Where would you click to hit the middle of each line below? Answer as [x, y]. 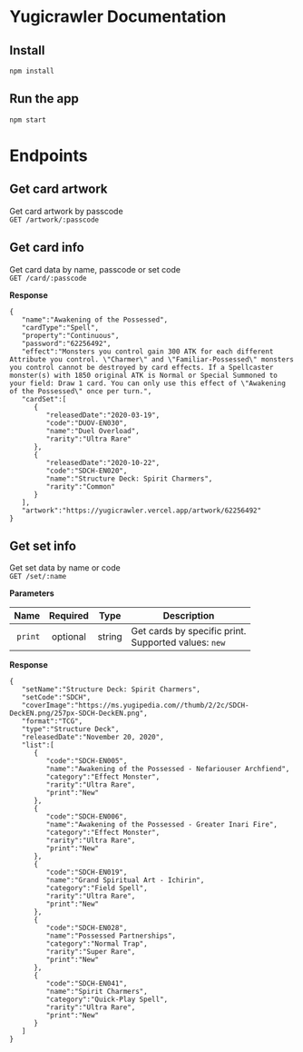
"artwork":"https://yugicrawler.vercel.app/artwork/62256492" [141, 511]
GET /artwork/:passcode [54, 220]
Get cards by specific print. [189, 631]
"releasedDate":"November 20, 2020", [93, 738]
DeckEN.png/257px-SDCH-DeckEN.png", [78, 714]
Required [68, 616]
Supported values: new [178, 642]
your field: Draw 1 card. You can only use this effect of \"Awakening [147, 383]
